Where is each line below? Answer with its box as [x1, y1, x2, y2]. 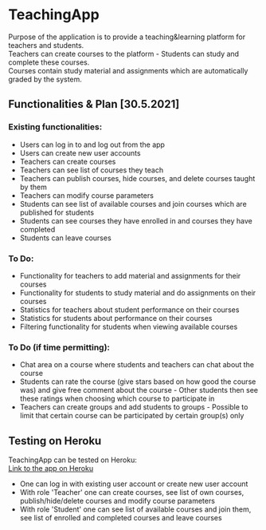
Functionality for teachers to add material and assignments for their [19, 271, 241, 280]
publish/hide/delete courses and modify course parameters [19, 496, 215, 506]
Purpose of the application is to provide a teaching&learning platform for [8, 32, 245, 42]
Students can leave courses [19, 233, 111, 243]
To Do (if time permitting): [8, 342, 110, 353]
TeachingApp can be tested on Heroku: [8, 455, 137, 465]
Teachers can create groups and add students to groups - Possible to [19, 402, 248, 412]
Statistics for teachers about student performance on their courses [19, 305, 240, 314]
